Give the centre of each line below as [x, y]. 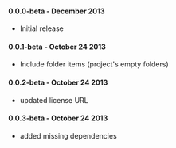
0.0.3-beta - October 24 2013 [58, 118]
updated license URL [54, 100]
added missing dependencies [68, 135]
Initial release [41, 28]
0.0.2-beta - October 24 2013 [58, 82]
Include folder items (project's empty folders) [94, 64]
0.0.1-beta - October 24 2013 [57, 47]
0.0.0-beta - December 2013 [57, 11]
